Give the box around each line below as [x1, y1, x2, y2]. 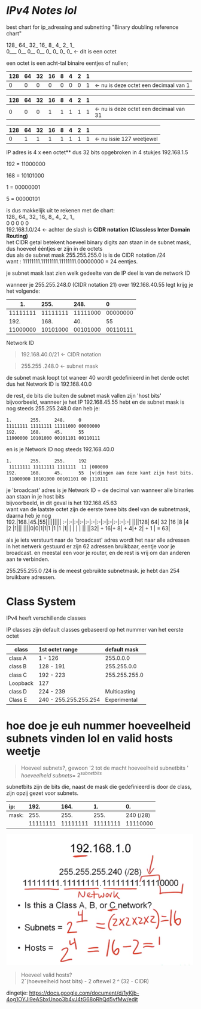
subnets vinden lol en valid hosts [6, 732, 173, 746]
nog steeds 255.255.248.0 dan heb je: [6, 405, 100, 412]
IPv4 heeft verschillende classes [6, 614, 86, 621]
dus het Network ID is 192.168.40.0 [6, 380, 92, 388]
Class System [6, 594, 76, 608]
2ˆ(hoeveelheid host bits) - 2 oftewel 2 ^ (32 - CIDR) [20, 977, 150, 984]
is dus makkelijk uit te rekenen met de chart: [6, 206, 115, 214]
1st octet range [38, 645, 78, 653]
